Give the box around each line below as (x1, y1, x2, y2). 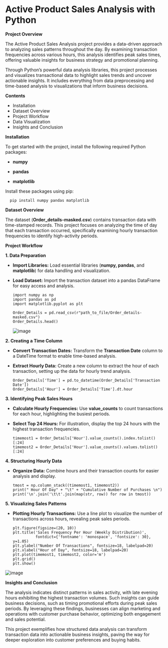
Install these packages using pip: (5, 188, 74, 194)
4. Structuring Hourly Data (5, 458, 62, 464)
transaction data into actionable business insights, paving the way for (5, 631, 150, 637)
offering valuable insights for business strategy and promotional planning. (5, 57, 159, 63)
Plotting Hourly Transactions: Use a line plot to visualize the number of (12, 510, 163, 516)
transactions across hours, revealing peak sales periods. (12, 515, 131, 522)
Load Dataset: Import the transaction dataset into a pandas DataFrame (12, 277, 160, 283)
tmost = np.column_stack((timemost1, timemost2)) (12, 483, 120, 488)
